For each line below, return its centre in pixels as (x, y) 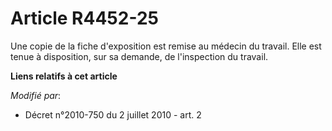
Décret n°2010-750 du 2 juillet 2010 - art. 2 (113, 114)
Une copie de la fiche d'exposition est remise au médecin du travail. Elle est (166, 46)
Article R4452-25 (84, 18)
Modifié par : (36, 95)
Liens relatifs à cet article (64, 76)
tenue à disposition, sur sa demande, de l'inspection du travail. (139, 56)
